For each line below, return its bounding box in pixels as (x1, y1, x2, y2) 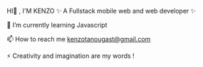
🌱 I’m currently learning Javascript (6, 21, 108, 29)
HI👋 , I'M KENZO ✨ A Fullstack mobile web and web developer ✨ (6, 7, 197, 15)
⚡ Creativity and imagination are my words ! (6, 51, 135, 60)
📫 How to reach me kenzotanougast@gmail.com (6, 35, 151, 43)
